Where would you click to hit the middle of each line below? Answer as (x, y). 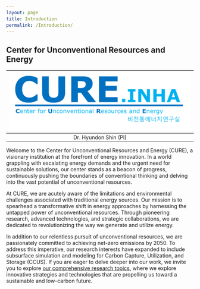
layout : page (22, 12)
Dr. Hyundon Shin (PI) (100, 137)
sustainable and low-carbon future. (49, 281)
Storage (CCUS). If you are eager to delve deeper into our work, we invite (96, 262)
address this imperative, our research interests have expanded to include (96, 249)
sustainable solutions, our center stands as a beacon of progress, (87, 169)
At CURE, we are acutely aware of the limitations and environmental (89, 194)
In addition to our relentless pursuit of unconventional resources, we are (94, 237)
